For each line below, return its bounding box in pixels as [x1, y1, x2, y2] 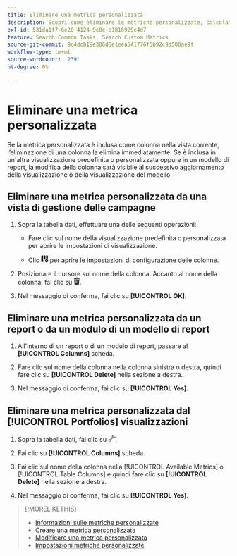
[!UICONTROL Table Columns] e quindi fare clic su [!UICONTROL [17, 470, 207, 478]
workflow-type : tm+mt [7, 49, 71, 56]
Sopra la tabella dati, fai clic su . [17, 435, 118, 443]
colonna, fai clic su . [17, 278, 82, 287]
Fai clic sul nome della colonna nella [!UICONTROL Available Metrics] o [17, 462, 224, 471]
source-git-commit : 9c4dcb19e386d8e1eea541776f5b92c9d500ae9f [7, 41, 194, 49]
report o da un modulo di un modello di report [7, 323, 210, 335]
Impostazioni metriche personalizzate [35, 541, 145, 549]
